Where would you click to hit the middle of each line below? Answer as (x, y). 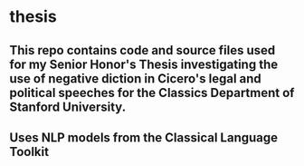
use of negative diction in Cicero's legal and (136, 78)
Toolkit (29, 151)
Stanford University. (68, 107)
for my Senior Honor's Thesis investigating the (144, 64)
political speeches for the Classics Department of (152, 93)
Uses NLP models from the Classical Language (144, 137)
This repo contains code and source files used (142, 50)
